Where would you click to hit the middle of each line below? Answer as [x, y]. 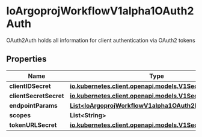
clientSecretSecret [37, 96]
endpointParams [34, 105]
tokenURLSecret [33, 125]
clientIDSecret [30, 86]
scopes [20, 115]
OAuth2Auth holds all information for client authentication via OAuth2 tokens [101, 40]
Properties [26, 59]
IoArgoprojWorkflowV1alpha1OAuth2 [100, 11]
